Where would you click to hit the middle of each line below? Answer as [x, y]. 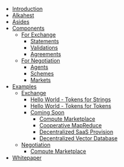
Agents [39, 67]
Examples [24, 87]
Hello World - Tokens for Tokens [71, 106]
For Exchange [38, 35]
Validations [44, 48]
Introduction [27, 9]
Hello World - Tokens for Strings [71, 99]
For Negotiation [41, 61]
